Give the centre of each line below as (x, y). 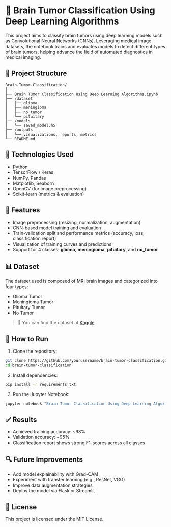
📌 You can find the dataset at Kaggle (56, 323)
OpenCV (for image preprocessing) (50, 188)
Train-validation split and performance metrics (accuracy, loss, (79, 233)
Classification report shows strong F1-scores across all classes (79, 443)
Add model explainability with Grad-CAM (55, 474)
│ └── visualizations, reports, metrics (51, 134)
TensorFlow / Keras (33, 172)
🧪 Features (23, 210)
